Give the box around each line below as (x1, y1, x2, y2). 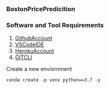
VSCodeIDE (14, 41, 44, 48)
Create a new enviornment (6, 66, 72, 73)
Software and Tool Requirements (6, 20, 104, 29)
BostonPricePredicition (6, 5, 76, 13)
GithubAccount (14, 35, 53, 42)
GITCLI (14, 54, 32, 61)
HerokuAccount (14, 48, 54, 55)
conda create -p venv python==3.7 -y (6, 77, 101, 83)
